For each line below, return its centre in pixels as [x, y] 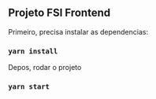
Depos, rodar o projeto [45, 68]
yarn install [33, 51]
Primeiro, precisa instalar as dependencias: [78, 31]
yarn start [29, 87]
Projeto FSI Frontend [59, 13]
